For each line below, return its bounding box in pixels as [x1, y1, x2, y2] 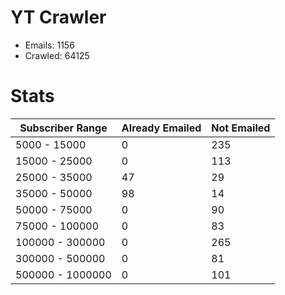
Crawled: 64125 [24, 49, 90, 61]
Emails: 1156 [24, 39, 75, 51]
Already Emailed [121, 121, 202, 135]
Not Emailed [211, 121, 271, 135]
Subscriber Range [19, 121, 108, 135]
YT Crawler [10, 6, 107, 29]
